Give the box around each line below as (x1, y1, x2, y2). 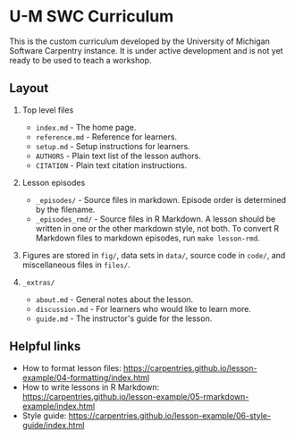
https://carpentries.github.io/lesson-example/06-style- (68, 409, 271, 421)
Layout (9, 80, 49, 96)
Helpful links (9, 339, 81, 354)
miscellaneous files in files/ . (21, 259, 131, 270)
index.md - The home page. (35, 122, 137, 132)
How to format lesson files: (21, 362, 122, 373)
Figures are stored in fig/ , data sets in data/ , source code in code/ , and (21, 249, 286, 260)
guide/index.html (21, 419, 85, 430)
